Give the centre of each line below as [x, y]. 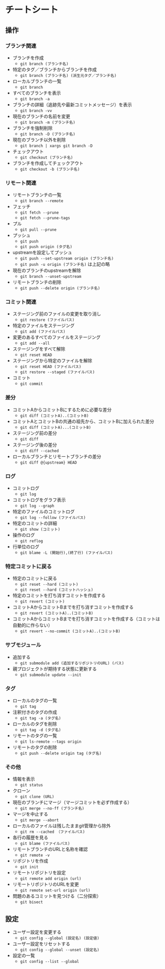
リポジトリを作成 [30, 861]
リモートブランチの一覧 [37, 195]
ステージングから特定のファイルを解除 [52, 361]
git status [32, 785]
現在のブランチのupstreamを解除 [47, 270]
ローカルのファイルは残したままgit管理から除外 [62, 826]
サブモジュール [23, 645]
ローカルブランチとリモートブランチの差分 [57, 456]
